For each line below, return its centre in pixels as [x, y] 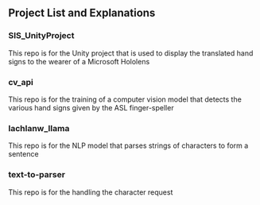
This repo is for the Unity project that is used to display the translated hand [131, 53]
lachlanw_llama [39, 128]
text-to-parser [37, 175]
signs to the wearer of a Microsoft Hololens [79, 61]
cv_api [21, 82]
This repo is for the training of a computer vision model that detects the [125, 99]
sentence [23, 154]
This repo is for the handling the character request [91, 192]
